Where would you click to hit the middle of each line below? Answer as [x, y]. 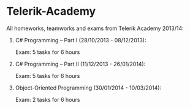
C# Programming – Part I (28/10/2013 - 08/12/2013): [81, 40]
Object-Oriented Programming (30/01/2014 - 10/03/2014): [88, 88]
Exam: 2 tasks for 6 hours [47, 99]
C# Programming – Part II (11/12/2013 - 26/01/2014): [80, 64]
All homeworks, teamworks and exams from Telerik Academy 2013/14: [95, 28]
